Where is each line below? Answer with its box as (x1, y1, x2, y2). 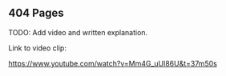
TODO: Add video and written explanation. (8, 27, 148, 37)
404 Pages (8, 6, 64, 20)
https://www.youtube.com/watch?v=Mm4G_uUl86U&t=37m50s (8, 58, 218, 68)
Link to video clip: (8, 43, 67, 53)
